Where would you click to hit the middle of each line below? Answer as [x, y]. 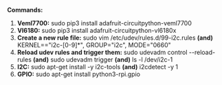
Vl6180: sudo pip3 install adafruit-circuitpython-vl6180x [97, 31]
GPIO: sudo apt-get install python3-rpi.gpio [79, 74]
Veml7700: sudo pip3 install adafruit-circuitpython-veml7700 [104, 23]
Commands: [25, 10]
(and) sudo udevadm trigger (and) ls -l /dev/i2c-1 [103, 60]
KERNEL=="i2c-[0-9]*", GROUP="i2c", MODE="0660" [94, 45]
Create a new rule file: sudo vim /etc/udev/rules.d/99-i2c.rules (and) [115, 38]
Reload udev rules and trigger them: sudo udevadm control [102, 52]
